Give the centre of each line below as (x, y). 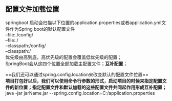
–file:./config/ (19, 34)
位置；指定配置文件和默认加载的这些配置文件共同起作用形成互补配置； (93, 87)
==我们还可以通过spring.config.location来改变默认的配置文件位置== (77, 74)
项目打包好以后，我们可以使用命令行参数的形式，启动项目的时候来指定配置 (84, 80)
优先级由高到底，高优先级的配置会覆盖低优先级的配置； (63, 57)
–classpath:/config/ (26, 46)
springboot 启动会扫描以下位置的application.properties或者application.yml (83, 23)
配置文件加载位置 (32, 9)
